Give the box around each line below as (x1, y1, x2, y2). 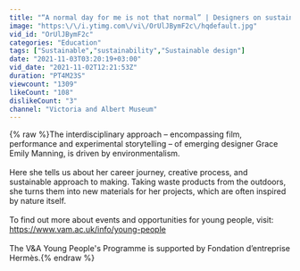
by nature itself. (9, 196, 67, 207)
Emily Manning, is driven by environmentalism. (9, 148, 180, 159)
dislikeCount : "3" (9, 96, 78, 106)
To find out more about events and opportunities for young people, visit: (9, 215, 274, 225)
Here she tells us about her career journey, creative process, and (9, 167, 248, 178)
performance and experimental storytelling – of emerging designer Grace (9, 139, 279, 149)
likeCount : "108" (9, 88, 74, 97)
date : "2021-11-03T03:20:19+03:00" (9, 55, 142, 64)
